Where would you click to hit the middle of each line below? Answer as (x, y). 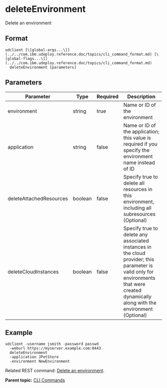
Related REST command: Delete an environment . (55, 371)
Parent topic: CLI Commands (35, 380)
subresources (139, 214)
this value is (137, 137)
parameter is (138, 265)
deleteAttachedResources (38, 198)
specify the (137, 150)
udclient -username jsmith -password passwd (52, 344)
